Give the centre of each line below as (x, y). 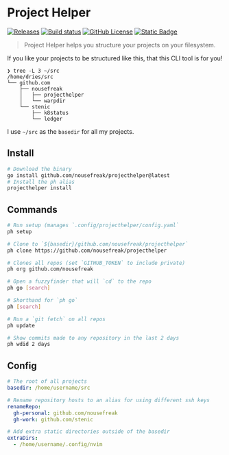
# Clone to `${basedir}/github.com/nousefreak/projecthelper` (98, 244)
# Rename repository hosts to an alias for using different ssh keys (109, 400)
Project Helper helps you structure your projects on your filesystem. (120, 45)
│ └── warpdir (43, 101)
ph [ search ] (24, 307)
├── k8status (50, 113)
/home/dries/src (30, 77)
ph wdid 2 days (29, 345)
